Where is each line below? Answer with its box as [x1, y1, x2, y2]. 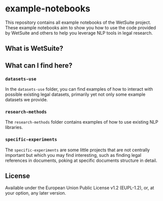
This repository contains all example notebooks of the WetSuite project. [5, 19, 151, 25]
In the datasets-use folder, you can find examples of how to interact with [5, 86, 153, 92]
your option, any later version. [5, 190, 66, 196]
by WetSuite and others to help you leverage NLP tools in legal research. [5, 30, 153, 36]
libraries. [5, 125, 23, 131]
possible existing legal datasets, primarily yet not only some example [5, 91, 146, 97]
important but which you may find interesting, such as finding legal [5, 152, 142, 158]
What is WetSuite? [5, 44, 63, 53]
